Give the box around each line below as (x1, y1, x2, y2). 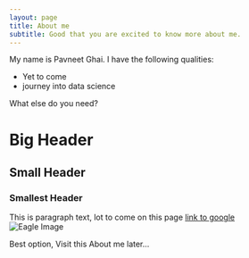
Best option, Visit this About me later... (9, 238, 150, 250)
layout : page (9, 12, 58, 22)
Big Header (9, 129, 94, 150)
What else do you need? (9, 98, 98, 109)
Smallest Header (9, 191, 83, 204)
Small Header (9, 164, 87, 179)
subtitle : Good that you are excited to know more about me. (9, 29, 242, 38)
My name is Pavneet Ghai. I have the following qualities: (9, 54, 214, 65)
